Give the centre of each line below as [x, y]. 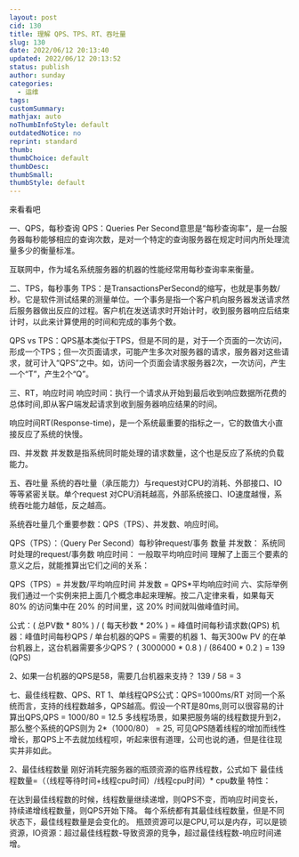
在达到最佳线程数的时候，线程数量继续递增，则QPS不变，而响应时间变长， [146, 800]
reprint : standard [43, 141]
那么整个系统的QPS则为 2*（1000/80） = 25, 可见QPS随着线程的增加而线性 [148, 728]
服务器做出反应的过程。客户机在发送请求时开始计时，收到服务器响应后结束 [153, 311]
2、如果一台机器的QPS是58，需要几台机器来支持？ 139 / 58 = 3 [125, 676]
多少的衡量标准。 [48, 251]
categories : [31, 84]
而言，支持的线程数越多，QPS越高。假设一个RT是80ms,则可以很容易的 [146, 706]
